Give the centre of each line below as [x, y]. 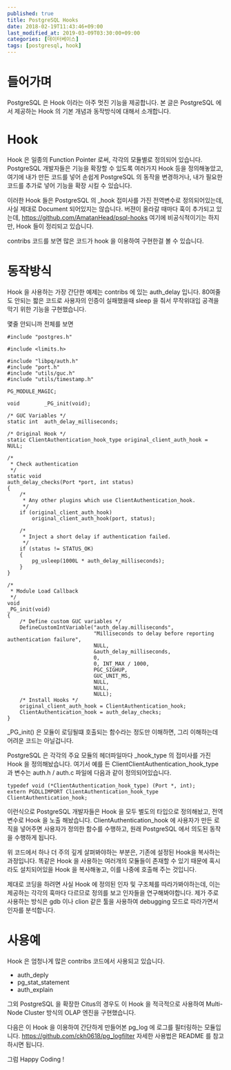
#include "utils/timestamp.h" [51, 379]
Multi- [214, 1004]
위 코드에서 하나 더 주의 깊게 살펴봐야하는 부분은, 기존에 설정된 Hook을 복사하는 [114, 852]
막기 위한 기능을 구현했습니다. [47, 309]
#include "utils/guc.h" [41, 373]
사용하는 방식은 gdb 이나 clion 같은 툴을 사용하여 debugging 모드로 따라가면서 [113, 901]
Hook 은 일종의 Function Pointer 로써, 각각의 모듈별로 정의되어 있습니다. [105, 159]
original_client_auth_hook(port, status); [94, 518]
